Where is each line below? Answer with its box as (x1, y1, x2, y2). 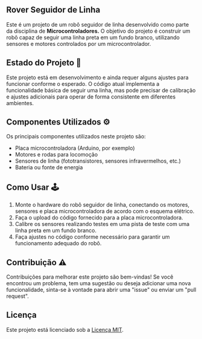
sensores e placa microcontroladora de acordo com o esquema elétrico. (14, 208, 195, 215)
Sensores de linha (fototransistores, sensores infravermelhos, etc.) (14, 157, 181, 165)
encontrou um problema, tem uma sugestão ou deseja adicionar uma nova (6, 280, 191, 287)
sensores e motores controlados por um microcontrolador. (6, 40, 151, 47)
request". (6, 292, 29, 300)
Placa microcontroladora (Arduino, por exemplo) (14, 144, 135, 152)
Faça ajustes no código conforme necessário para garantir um (14, 233, 170, 241)
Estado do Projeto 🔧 (6, 57, 81, 68)
